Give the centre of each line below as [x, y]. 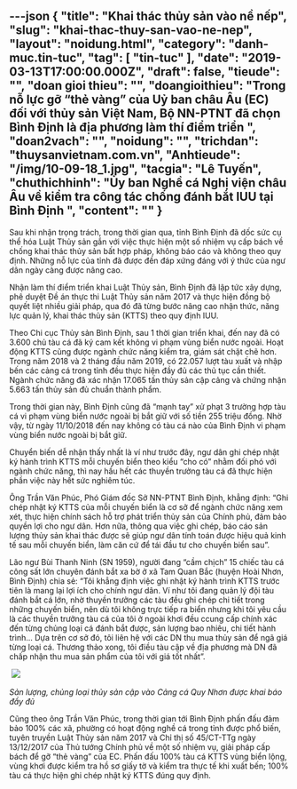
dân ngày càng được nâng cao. [66, 270]
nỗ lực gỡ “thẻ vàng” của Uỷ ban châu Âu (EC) [139, 100]
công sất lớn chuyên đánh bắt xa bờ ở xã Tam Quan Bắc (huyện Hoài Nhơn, [146, 571]
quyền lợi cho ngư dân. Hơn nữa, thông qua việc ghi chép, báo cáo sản [139, 526]
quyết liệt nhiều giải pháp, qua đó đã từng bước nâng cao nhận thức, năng [144, 306]
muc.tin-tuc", [47, 58]
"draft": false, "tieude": [214, 72]
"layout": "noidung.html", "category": [117, 44]
